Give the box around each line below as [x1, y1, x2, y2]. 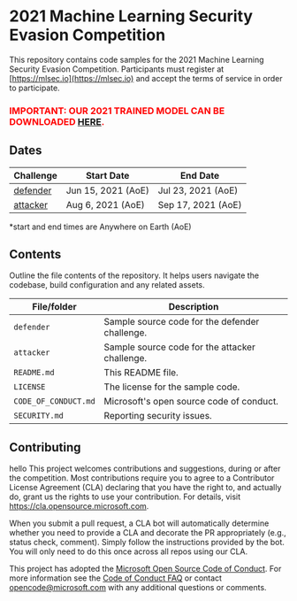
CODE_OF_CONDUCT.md [13, 397, 95, 406]
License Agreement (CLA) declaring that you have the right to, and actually [9, 482, 282, 493]
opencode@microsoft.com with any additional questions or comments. [9, 582, 267, 593]
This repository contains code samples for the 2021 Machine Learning [9, 54, 264, 65]
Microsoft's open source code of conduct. [103, 396, 278, 408]
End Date [179, 169, 219, 181]
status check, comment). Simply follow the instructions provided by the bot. [9, 537, 286, 548]
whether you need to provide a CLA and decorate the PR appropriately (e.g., [9, 528, 287, 538]
